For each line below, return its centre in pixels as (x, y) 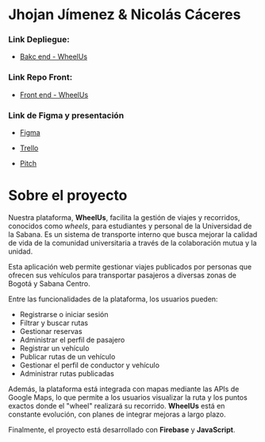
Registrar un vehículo (54, 348)
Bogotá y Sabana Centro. (49, 284)
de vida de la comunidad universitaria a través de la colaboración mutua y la (132, 243)
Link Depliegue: (39, 40)
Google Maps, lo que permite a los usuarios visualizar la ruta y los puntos (128, 397)
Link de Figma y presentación (66, 115)
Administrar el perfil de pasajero (72, 340)
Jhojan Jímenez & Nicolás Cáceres (125, 15)
